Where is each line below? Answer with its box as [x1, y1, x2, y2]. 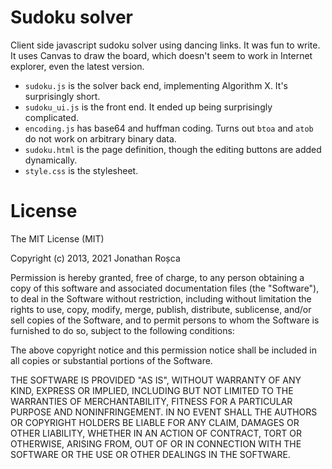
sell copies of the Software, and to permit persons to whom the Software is [10, 314, 320, 326]
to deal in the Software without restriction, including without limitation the [10, 292, 312, 305]
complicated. [24, 111, 80, 123]
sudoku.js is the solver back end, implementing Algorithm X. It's [24, 79, 289, 91]
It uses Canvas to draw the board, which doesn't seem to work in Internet [10, 49, 313, 61]
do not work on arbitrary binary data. [24, 132, 177, 145]
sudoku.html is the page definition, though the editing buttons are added [24, 143, 322, 155]
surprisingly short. [24, 90, 101, 102]
